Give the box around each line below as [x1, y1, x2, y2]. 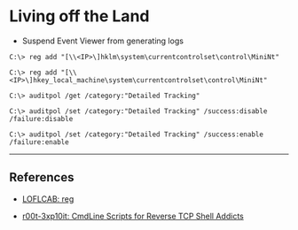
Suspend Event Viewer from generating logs [21, 35, 184, 46]
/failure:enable [9, 137, 69, 147]
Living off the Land [9, 6, 150, 27]
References [9, 170, 74, 185]
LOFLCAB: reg [21, 193, 74, 204]
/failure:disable [9, 114, 74, 123]
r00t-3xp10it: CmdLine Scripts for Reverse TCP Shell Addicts [21, 211, 244, 221]
